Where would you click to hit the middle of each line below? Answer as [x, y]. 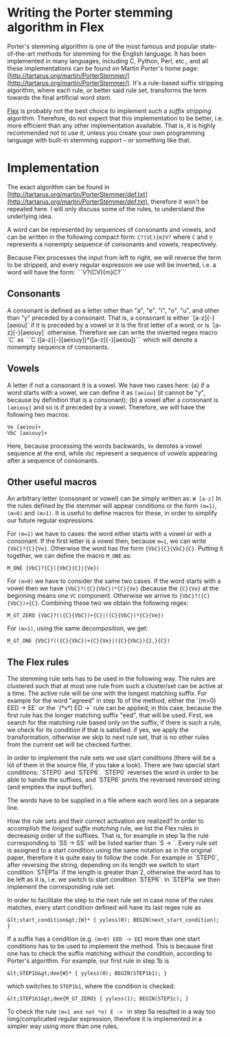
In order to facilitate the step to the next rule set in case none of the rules [111, 900]
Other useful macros [52, 482]
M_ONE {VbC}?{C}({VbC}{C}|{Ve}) [53, 568]
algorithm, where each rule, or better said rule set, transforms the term [107, 90]
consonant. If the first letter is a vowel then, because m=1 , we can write [107, 541]
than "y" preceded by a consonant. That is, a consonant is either [99, 317]
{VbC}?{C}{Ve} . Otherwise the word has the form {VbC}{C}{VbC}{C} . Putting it [115, 548]
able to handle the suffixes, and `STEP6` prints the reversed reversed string [114, 780]
